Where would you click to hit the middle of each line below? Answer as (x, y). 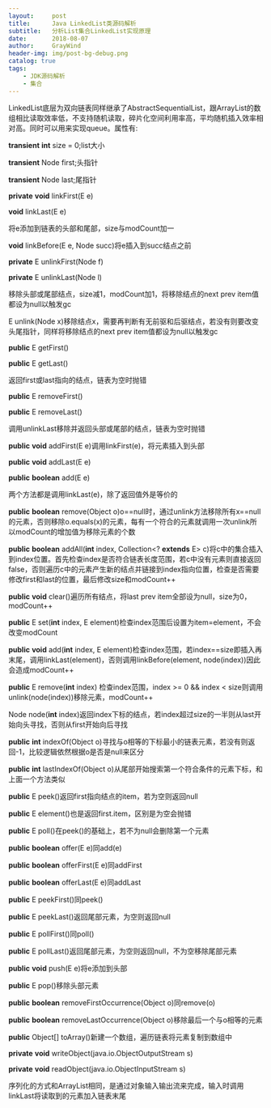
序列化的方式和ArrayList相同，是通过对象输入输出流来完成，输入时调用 (126, 1085)
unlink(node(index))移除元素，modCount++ (81, 697)
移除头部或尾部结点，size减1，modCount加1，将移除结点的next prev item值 (133, 294)
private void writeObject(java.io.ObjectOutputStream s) (101, 1053)
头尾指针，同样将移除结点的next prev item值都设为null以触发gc (113, 331)
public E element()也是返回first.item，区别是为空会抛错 (100, 813)
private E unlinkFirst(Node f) (56, 261)
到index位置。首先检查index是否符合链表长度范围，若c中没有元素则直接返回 (135, 558)
